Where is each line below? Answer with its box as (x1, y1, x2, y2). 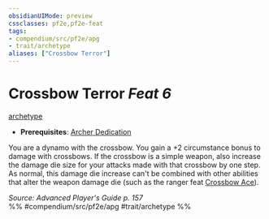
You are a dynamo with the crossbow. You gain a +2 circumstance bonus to (8, 143, 262, 152)
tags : (8, 27, 27, 35)
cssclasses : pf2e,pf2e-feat (8, 19, 104, 28)
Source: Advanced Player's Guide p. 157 (8, 192, 144, 203)
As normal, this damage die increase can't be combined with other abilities (8, 168, 258, 178)
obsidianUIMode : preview (8, 11, 93, 20)
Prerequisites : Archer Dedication (20, 127, 132, 136)
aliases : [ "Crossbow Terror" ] (8, 49, 111, 58)
